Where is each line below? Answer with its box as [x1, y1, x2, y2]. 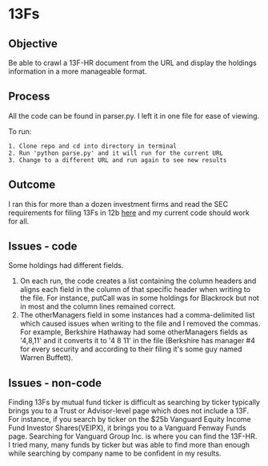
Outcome [8, 178, 56, 192]
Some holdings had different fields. [8, 261, 124, 270]
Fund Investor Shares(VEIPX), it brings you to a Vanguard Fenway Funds [8, 423, 246, 433]
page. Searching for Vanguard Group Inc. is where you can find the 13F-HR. [8, 432, 258, 441]
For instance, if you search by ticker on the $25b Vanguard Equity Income [8, 415, 252, 424]
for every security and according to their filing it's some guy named [19, 344, 242, 354]
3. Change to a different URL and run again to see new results [8, 156, 227, 164]
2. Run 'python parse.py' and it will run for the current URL [8, 149, 224, 157]
